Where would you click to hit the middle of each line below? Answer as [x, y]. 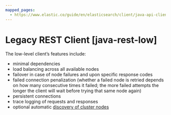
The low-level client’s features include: [46, 54]
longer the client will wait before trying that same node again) [77, 91]
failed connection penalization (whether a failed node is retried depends [88, 80]
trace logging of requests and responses [55, 102]
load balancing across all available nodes [56, 69]
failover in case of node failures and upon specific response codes [82, 75]
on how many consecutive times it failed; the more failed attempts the [86, 85]
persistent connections [37, 96]
